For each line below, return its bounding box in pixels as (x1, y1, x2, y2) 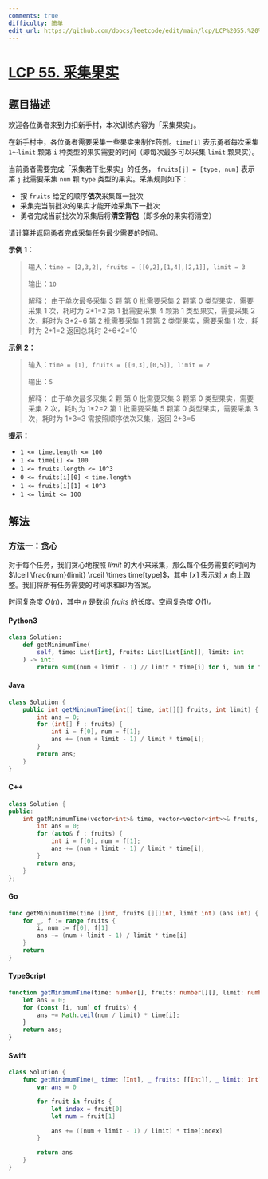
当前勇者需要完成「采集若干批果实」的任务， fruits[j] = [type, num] (8, 165, 239, 174)
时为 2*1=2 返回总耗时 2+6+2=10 (27, 326, 138, 335)
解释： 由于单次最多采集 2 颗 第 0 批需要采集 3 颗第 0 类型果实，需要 (27, 394, 254, 403)
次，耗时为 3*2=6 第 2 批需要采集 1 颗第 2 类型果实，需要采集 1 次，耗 (27, 316, 259, 326)
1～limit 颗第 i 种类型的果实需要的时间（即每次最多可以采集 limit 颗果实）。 (8, 147, 259, 157)
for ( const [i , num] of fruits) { (22, 1003, 137, 1011)
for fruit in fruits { (37, 1098, 112, 1106)
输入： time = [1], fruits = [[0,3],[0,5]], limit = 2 (27, 360, 210, 370)
